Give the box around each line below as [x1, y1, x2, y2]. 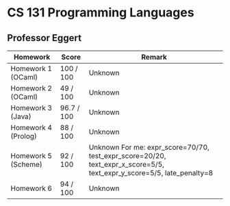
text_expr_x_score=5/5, [88, 159, 164, 169]
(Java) [10, 112, 32, 121]
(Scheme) [10, 159, 43, 169]
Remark [141, 53, 168, 62]
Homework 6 [10, 183, 53, 193]
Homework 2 [10, 83, 53, 93]
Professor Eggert [7, 32, 82, 44]
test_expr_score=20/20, [88, 151, 166, 160]
